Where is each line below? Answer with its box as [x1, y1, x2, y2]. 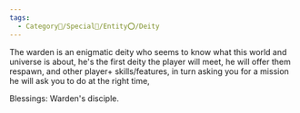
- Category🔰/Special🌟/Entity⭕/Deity [17, 22, 160, 31]
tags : [9, 13, 30, 23]
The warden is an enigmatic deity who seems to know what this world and [9, 46, 287, 57]
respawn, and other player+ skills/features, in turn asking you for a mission [9, 65, 289, 77]
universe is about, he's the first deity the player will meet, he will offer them [9, 56, 291, 67]
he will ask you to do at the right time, [9, 75, 150, 86]
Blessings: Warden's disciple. [9, 92, 120, 104]
